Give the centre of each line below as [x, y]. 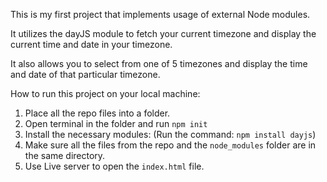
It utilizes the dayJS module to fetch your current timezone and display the [163, 33]
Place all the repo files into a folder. [97, 113]
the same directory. [65, 155]
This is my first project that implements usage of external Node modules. [160, 14]
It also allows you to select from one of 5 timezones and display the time [159, 63]
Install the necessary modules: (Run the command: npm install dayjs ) [170, 134]
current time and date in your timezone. [91, 44]
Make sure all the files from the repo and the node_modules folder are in [170, 145]
